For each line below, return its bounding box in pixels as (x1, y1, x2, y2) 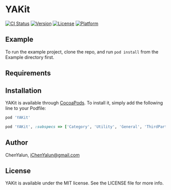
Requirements (5, 69, 51, 77)
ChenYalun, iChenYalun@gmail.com (5, 152, 80, 158)
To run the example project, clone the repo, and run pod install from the (5, 48, 159, 55)
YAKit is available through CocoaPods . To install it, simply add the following (5, 99, 163, 105)
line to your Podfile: (5, 105, 46, 111)
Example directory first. (5, 54, 54, 60)
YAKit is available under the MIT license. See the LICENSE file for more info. (5, 180, 164, 186)
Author (5, 139, 28, 147)
